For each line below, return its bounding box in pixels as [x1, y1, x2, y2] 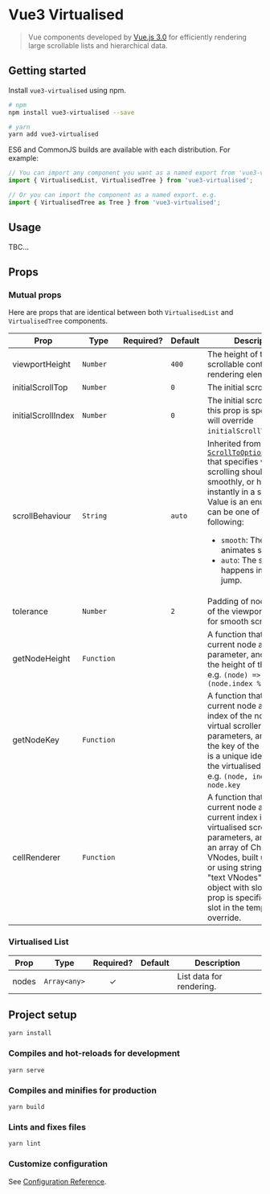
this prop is [207, 405, 250, 416]
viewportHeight [12, 359, 71, 370]
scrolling [207, 466, 239, 477]
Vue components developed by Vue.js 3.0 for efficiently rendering [27, 32, 247, 42]
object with [207, 882, 250, 893]
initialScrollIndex [12, 410, 75, 421]
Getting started [8, 64, 87, 78]
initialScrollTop [12, 382, 68, 393]
